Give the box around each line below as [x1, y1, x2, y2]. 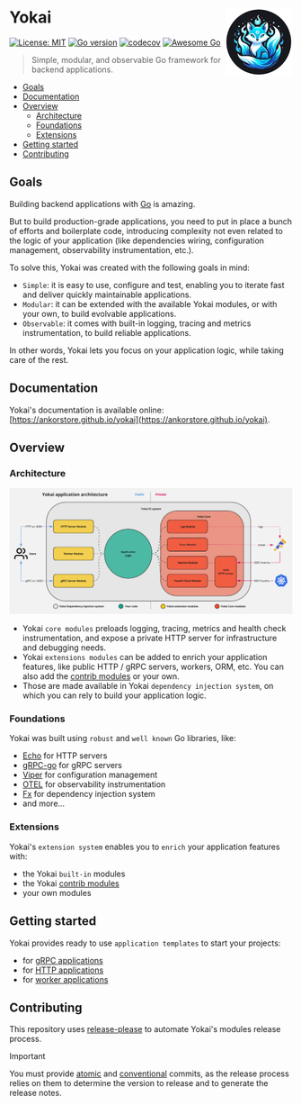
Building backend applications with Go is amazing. [9, 198, 196, 209]
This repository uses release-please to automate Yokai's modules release [9, 1024, 281, 1035]
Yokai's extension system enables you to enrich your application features [9, 841, 280, 852]
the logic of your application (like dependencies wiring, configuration [9, 235, 265, 246]
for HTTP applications [22, 965, 104, 975]
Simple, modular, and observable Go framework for [31, 54, 222, 65]
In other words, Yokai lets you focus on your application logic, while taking [9, 345, 285, 356]
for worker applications [22, 974, 109, 984]
